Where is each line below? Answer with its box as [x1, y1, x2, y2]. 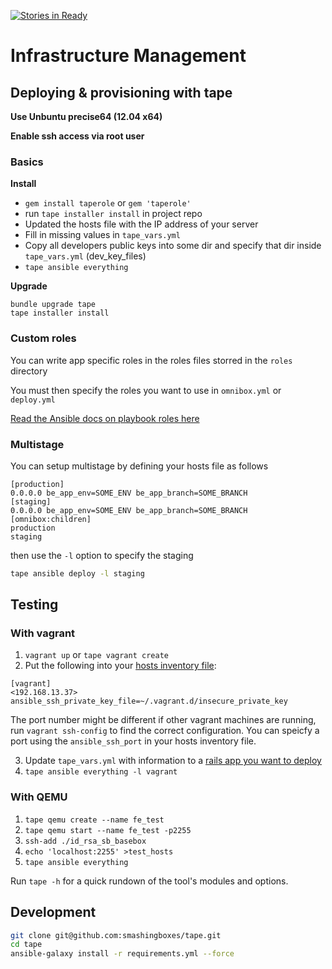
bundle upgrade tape [10, 300, 97, 310]
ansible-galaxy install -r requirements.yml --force [10, 949, 235, 959]
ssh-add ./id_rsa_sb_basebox [24, 836, 147, 846]
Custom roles [10, 331, 77, 345]
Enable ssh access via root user [10, 130, 145, 142]
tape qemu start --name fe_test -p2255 [24, 825, 192, 835]
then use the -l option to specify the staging [10, 549, 194, 561]
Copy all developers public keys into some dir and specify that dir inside [24, 240, 322, 252]
